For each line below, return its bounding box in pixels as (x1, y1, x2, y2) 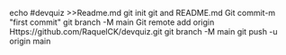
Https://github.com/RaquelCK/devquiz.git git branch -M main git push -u (9, 27, 278, 36)
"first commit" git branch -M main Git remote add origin (9, 17, 215, 27)
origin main (9, 35, 51, 46)
